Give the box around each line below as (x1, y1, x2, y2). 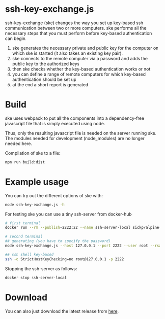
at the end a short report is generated (12, 81, 88, 87)
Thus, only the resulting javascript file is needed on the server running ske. (5, 130, 157, 136)
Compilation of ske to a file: (5, 150, 60, 156)
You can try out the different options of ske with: (5, 192, 103, 198)
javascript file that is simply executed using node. (5, 120, 105, 126)
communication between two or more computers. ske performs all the (5, 25, 147, 31)
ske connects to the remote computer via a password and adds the (12, 55, 148, 61)
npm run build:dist (5, 159, 45, 165)
